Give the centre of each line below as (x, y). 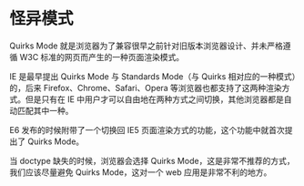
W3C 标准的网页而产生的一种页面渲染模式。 (102, 57)
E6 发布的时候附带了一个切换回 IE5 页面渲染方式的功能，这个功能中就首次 (147, 129)
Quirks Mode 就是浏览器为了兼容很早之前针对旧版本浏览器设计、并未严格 (147, 46)
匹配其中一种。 (45, 110)
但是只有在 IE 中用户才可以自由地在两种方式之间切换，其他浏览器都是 (155, 99)
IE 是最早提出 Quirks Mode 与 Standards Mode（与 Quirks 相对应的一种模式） (153, 76)
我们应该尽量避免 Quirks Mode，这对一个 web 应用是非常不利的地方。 (141, 172)
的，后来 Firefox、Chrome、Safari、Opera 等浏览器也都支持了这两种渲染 (146, 88)
